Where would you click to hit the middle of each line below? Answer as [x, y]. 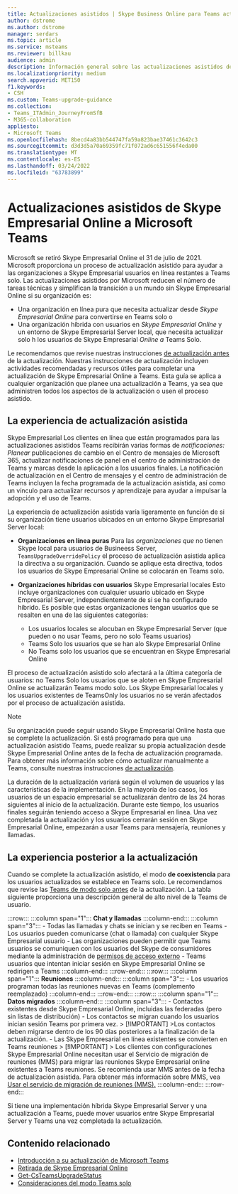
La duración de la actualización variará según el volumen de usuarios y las [116, 782]
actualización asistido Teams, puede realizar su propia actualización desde [117, 746]
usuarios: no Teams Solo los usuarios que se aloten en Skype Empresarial [115, 680]
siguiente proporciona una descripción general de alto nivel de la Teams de [117, 897]
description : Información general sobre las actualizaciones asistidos [115, 67]
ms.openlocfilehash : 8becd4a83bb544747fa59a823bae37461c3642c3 [103, 139]
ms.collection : [30, 107]
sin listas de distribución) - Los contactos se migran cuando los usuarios [113, 1016]
